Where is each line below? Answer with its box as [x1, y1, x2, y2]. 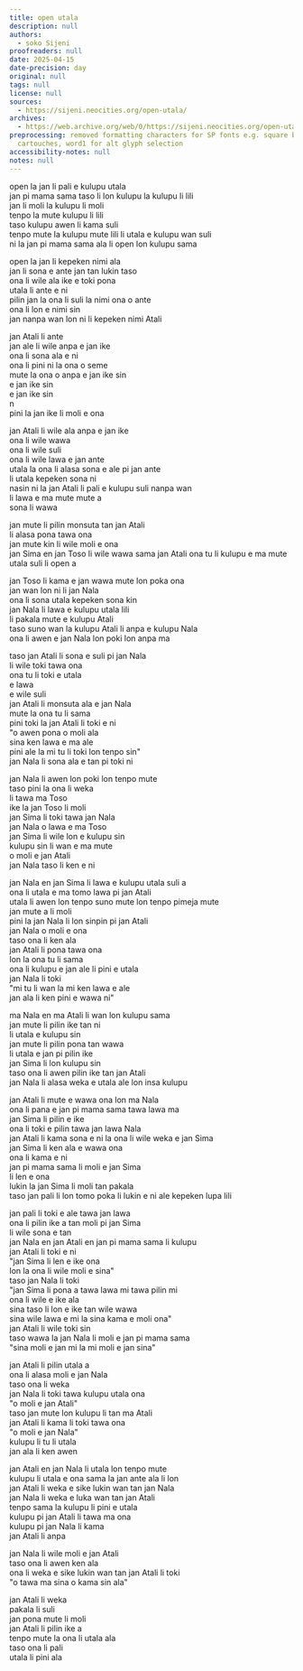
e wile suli [9, 688, 47, 700]
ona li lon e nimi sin [9, 303, 81, 314]
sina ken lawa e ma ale [9, 737, 94, 747]
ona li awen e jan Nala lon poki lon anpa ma [9, 633, 170, 644]
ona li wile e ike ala [9, 1294, 79, 1304]
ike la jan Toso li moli [9, 802, 87, 812]
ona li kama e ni [9, 1152, 68, 1163]
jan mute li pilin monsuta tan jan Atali [9, 519, 146, 530]
